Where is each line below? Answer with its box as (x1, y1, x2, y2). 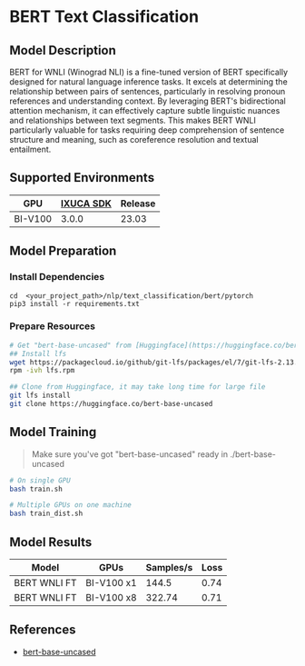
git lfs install (9, 391, 71, 401)
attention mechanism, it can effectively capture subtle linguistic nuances (9, 105, 280, 115)
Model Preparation (9, 244, 117, 259)
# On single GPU (9, 475, 71, 485)
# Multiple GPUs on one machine (9, 501, 132, 510)
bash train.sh (9, 484, 64, 493)
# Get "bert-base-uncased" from (9, 341, 132, 350)
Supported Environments (9, 170, 155, 185)
